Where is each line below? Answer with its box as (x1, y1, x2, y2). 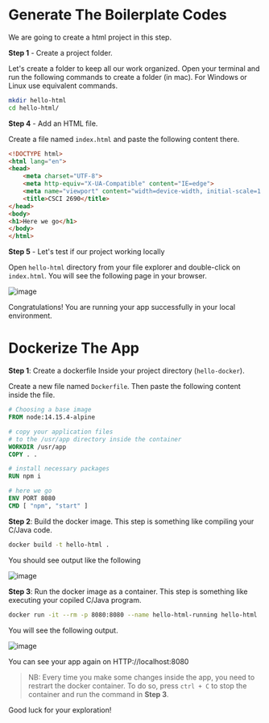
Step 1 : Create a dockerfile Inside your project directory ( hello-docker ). (8, 366, 245, 376)
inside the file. (8, 390, 56, 400)
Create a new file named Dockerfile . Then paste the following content (8, 382, 242, 391)
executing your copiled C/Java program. (8, 595, 142, 604)
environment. (8, 311, 52, 320)
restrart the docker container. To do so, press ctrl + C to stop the (27, 680, 247, 691)
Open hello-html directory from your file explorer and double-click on (8, 262, 241, 272)
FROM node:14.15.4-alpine (8, 413, 95, 421)
